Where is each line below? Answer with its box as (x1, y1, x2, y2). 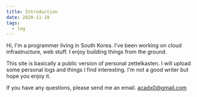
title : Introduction (6, 8, 58, 15)
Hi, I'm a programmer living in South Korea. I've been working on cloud (6, 42, 182, 49)
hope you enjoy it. (6, 72, 51, 80)
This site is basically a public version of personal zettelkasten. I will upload (6, 60, 191, 67)
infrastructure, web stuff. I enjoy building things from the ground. (6, 48, 167, 56)
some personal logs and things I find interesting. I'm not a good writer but (6, 66, 189, 74)
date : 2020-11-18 (6, 14, 50, 20)
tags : (6, 20, 20, 26)
